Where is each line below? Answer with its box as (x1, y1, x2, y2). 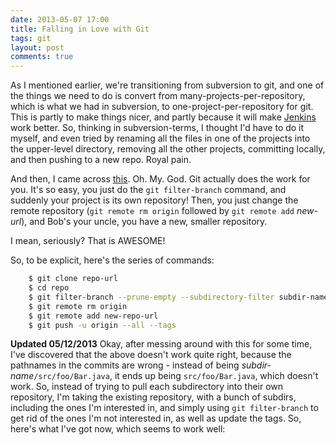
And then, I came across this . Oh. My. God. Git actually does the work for (10, 173, 311, 185)
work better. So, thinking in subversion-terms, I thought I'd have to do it (10, 122, 305, 134)
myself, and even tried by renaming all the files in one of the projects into (10, 132, 311, 145)
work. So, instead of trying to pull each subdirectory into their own (10, 381, 284, 393)
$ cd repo (28, 283, 70, 293)
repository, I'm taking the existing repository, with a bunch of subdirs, (10, 391, 297, 403)
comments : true (10, 52, 74, 62)
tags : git (10, 33, 52, 43)
